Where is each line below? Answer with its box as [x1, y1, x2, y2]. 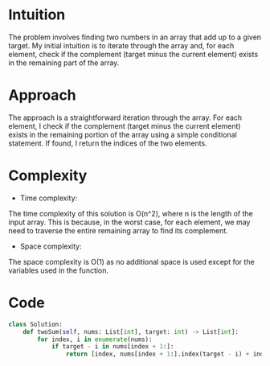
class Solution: [8, 320, 63, 328]
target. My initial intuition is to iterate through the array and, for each [8, 40, 235, 50]
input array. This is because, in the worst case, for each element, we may [8, 217, 251, 227]
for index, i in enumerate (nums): [37, 335, 153, 343]
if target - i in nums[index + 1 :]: [51, 343, 174, 351]
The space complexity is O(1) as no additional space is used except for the [8, 257, 255, 266]
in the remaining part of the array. [8, 58, 120, 68]
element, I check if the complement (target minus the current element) [8, 121, 241, 130]
